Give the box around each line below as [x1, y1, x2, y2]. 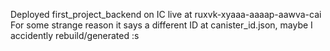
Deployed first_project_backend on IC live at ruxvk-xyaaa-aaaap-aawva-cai [10, 9, 322, 20]
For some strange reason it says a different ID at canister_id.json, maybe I [10, 19, 313, 31]
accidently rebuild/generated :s [10, 30, 140, 41]
